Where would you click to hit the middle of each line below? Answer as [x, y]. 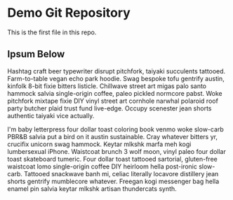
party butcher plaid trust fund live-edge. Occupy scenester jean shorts [109, 108]
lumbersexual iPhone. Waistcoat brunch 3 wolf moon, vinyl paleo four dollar [116, 151]
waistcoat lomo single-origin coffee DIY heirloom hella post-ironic [102, 166]
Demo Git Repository [69, 13]
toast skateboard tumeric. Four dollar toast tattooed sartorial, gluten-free [112, 159]
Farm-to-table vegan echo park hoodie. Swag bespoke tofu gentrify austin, [116, 78]
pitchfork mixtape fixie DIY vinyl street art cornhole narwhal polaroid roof [113, 101]
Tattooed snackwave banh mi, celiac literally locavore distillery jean [121, 173]
